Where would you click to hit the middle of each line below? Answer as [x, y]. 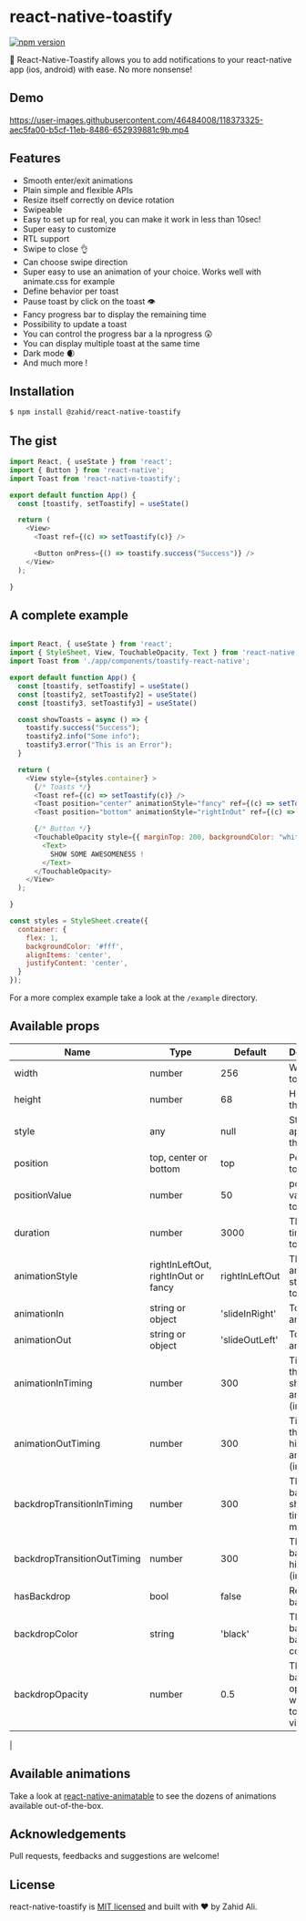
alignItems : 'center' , [69, 955]
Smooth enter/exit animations [78, 181]
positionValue [43, 1194]
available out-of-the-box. [56, 1805]
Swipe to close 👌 [56, 249]
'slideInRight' [248, 1313]
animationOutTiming [57, 1443]
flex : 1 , [42, 938]
